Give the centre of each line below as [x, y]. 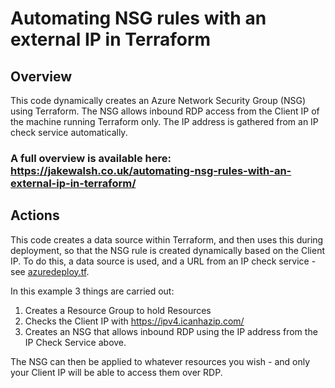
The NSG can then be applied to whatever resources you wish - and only [160, 361]
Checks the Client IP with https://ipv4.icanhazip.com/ [134, 321]
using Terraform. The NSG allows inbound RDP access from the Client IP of [165, 111]
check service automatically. [69, 132]
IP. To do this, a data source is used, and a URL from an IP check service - [163, 261]
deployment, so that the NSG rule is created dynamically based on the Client [167, 250]
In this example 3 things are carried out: [92, 291]
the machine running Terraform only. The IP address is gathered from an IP [164, 121]
